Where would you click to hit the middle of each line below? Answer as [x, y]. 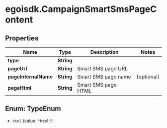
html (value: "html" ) [33, 121]
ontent [19, 20]
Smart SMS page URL [103, 68]
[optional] [148, 77]
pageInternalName [30, 77]
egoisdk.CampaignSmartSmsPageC [81, 9]
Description [104, 52]
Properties [22, 38]
